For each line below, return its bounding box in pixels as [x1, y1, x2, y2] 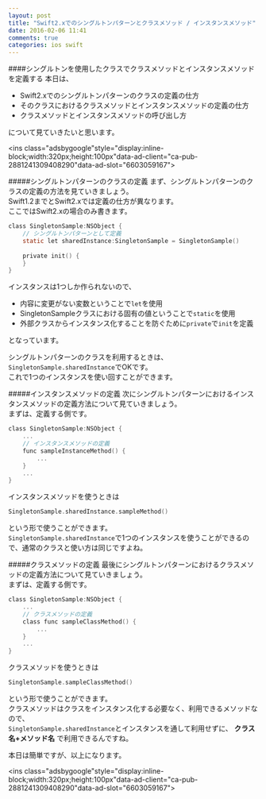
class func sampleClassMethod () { [22, 617, 137, 626]
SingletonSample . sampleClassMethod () [8, 678, 133, 687]
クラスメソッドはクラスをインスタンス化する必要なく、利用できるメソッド [8, 704, 252, 713]
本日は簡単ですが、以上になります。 [8, 751, 126, 759]
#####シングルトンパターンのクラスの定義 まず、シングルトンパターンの [8, 176, 247, 187]
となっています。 [8, 335, 64, 345]
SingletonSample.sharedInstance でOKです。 [8, 362, 152, 372]
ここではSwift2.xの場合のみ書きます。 [8, 207, 132, 216]
